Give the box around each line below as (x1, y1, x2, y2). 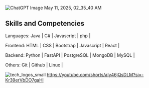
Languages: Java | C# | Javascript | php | (5, 33, 91, 39)
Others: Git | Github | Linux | (5, 62, 63, 68)
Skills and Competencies (5, 19, 84, 28)
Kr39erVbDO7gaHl (5, 77, 44, 83)
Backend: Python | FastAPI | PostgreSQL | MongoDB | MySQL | (5, 52, 135, 58)
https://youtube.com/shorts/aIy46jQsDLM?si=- (47, 71, 144, 77)
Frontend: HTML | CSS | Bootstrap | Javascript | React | (5, 42, 120, 48)
